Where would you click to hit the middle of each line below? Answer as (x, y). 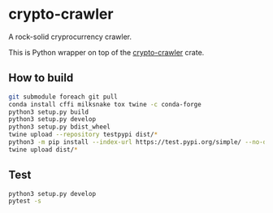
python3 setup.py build (49, 112)
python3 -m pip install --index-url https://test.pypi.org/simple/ (125, 142)
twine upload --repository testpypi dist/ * (83, 135)
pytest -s (25, 201)
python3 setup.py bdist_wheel (60, 127)
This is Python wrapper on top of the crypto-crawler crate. (106, 52)
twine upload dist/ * (43, 150)
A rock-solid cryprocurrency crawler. (70, 37)
